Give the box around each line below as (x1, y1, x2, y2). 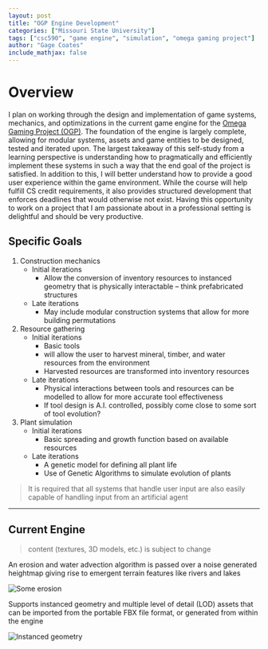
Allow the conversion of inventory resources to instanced (43, 273, 232, 282)
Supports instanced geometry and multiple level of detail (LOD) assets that (8, 599, 254, 608)
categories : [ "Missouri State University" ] (8, 26, 156, 34)
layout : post (8, 11, 52, 20)
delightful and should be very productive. (8, 211, 144, 221)
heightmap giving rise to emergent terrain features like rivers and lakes (8, 568, 241, 578)
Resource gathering (19, 324, 85, 333)
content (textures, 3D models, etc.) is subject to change (27, 544, 211, 554)
